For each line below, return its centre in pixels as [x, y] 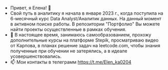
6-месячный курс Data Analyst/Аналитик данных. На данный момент [86, 19]
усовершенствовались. [36, 56]
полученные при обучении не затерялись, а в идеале [69, 51]
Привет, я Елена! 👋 [30, 8]
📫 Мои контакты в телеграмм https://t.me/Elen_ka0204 [71, 62]
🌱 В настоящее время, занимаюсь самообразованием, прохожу [81, 35]
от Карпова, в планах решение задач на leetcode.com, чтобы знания [85, 45]
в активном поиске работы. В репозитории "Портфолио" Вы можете [85, 24]
